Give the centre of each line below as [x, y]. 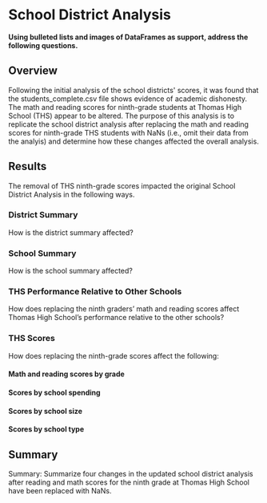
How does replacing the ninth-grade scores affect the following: [114, 355]
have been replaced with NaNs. [60, 490]
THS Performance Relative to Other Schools [95, 292]
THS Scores [32, 339]
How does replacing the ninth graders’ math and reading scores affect [124, 309]
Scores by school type [46, 429]
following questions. [43, 45]
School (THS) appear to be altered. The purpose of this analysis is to [121, 116]
